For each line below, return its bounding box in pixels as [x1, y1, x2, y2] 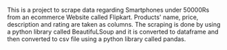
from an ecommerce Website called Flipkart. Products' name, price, [7, 13, 199, 21]
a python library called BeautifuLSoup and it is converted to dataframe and [7, 27, 219, 36]
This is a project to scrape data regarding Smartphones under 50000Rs [7, 6, 210, 14]
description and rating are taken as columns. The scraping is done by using [7, 21, 221, 28]
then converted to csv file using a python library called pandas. [7, 35, 186, 43]
